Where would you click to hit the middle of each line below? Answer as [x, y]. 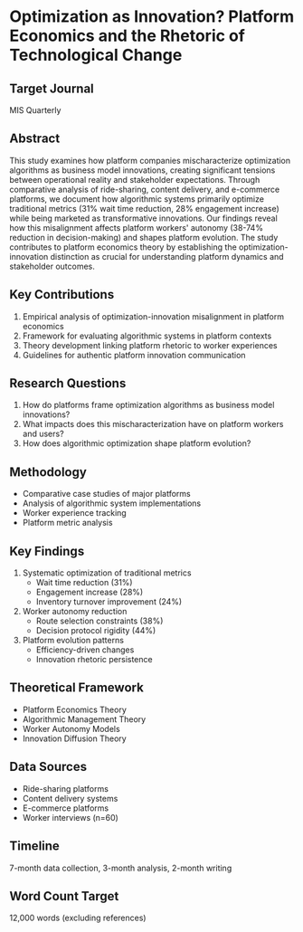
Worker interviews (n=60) [71, 817]
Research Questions [68, 383]
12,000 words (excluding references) [78, 918]
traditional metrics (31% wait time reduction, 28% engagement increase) [145, 208]
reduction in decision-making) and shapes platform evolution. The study [144, 237]
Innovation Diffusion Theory [74, 738]
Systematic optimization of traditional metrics [107, 573]
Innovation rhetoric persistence [94, 660]
